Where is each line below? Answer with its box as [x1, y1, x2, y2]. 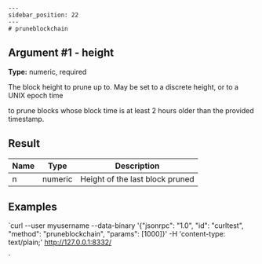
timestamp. [8, 114, 45, 123]
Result [8, 137, 41, 150]
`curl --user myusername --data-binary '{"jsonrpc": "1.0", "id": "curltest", [8, 221, 245, 230]
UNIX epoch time [8, 90, 64, 100]
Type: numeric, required [8, 67, 87, 76]
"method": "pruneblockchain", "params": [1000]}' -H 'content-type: [8, 229, 226, 239]
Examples [8, 200, 57, 214]
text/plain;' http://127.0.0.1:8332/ [8, 237, 112, 247]
